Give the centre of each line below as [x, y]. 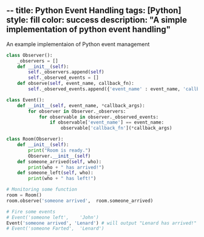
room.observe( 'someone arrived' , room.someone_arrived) [80, 201]
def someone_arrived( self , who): [59, 162]
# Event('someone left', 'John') [53, 217]
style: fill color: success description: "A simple [97, 20]
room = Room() [24, 195]
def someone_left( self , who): [56, 173]
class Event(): [25, 100]
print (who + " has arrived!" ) [66, 167]
